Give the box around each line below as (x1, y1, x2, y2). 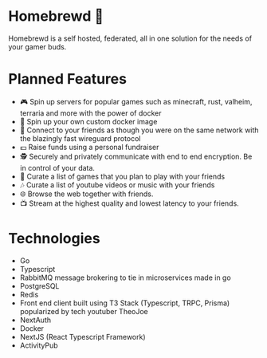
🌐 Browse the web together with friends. (19, 189, 154, 199)
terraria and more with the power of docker (19, 108, 162, 118)
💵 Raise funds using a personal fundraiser (19, 142, 159, 151)
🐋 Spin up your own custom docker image (19, 116, 158, 126)
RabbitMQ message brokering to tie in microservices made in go (19, 273, 231, 282)
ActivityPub (19, 340, 58, 350)
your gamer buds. (8, 41, 67, 51)
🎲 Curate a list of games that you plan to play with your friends (19, 171, 226, 181)
